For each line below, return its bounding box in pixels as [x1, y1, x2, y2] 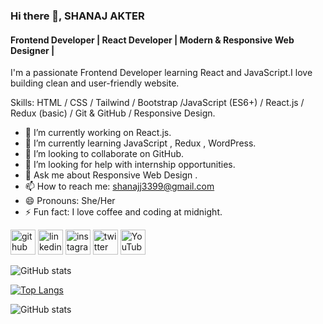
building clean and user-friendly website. [10, 77, 180, 89]
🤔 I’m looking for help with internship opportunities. [24, 159, 236, 171]
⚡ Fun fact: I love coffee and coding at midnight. [24, 206, 223, 218]
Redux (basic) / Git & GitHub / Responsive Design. [10, 107, 216, 119]
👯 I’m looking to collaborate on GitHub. [24, 148, 185, 160]
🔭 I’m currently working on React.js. [24, 127, 172, 139]
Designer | [10, 44, 55, 56]
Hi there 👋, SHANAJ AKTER [10, 9, 145, 23]
